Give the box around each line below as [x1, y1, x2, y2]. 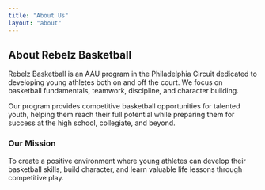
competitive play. [8, 173, 64, 182]
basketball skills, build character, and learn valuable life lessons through [8, 164, 243, 174]
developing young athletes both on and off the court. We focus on [8, 78, 223, 87]
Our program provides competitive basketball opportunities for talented [8, 101, 240, 111]
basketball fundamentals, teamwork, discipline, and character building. [8, 86, 239, 96]
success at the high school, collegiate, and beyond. [8, 118, 176, 127]
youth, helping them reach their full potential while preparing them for [8, 110, 235, 120]
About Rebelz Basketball [8, 48, 132, 62]
